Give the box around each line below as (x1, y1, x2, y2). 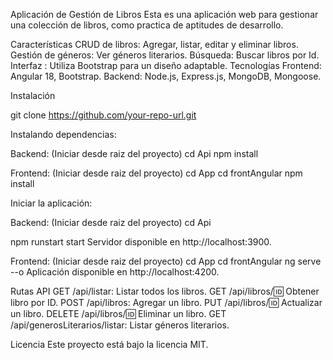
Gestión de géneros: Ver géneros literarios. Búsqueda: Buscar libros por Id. (10, 49, 320, 61)
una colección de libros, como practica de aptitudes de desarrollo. (10, 19, 284, 31)
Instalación (10, 90, 56, 101)
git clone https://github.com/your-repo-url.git (10, 109, 197, 121)
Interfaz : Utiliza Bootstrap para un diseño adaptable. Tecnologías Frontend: (10, 60, 322, 71)
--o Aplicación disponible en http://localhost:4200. (10, 266, 220, 278)
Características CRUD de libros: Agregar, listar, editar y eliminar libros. (10, 39, 299, 50)
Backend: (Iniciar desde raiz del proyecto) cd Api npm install (10, 148, 259, 159)
